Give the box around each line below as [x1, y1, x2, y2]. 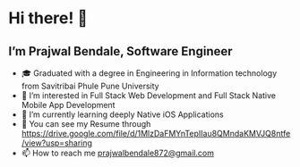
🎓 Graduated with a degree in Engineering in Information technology [21, 68, 278, 79]
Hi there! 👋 [8, 8, 89, 29]
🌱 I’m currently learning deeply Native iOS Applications [21, 109, 225, 120]
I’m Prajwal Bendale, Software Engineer [8, 44, 234, 59]
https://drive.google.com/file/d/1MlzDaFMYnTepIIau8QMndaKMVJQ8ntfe [21, 129, 291, 138]
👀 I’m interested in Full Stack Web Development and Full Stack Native [21, 90, 277, 101]
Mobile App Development [21, 100, 116, 110]
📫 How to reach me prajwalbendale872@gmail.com [21, 147, 214, 158]
